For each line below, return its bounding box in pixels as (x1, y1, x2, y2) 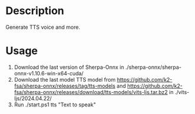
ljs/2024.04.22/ (14, 95, 52, 102)
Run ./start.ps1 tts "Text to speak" (14, 101, 96, 108)
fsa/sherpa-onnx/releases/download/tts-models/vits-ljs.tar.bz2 (14, 88, 168, 95)
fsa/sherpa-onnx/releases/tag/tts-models (14, 82, 116, 89)
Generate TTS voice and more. (5, 24, 80, 31)
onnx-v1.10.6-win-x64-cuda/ (14, 69, 84, 77)
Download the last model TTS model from (14, 76, 116, 83)
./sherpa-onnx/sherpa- (125, 63, 181, 71)
